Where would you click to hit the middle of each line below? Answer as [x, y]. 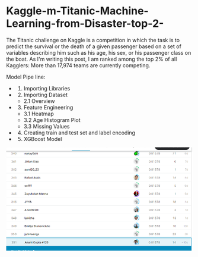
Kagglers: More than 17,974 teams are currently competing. [78, 65]
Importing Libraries [47, 88]
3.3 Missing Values [47, 126]
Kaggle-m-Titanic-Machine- [78, 11]
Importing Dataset [46, 95]
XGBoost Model [43, 139]
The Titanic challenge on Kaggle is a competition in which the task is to [93, 40]
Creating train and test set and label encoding [79, 133]
